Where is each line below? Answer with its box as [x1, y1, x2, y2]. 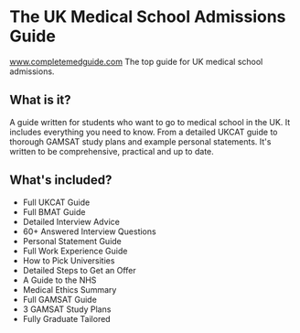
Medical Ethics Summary [22, 284, 117, 295]
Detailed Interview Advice [22, 216, 121, 227]
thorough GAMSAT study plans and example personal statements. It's [9, 135, 272, 147]
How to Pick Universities [22, 254, 115, 266]
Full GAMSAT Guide [22, 294, 98, 305]
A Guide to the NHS [22, 274, 97, 285]
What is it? [9, 92, 71, 108]
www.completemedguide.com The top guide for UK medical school [9, 56, 263, 67]
